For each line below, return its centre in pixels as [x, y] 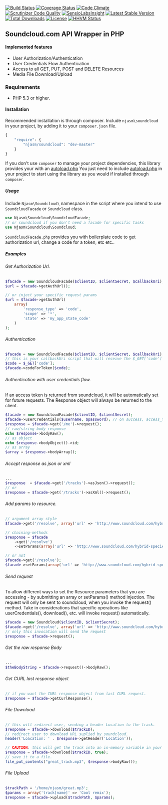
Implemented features [29, 47]
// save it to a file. [29, 757]
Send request [19, 576]
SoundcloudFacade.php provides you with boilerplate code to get [70, 237]
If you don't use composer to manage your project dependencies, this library [83, 164]
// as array [17, 447]
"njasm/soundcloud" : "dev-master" [59, 144]
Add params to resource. [31, 504]
